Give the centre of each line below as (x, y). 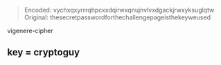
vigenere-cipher (30, 31)
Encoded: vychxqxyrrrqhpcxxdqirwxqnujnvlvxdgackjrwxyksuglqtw (119, 10)
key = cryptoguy (44, 52)
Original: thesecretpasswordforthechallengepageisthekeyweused (117, 17)
